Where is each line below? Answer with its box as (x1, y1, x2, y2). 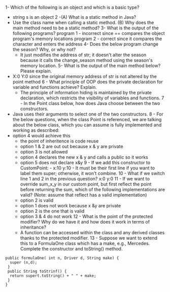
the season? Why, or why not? (12, 47, 76, 52)
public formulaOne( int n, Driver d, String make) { (5, 255, 119, 261)
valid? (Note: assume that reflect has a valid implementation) (20, 192, 147, 198)
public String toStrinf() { (7, 269, 67, 274)
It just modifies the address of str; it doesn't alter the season (20, 52, 147, 58)
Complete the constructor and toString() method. (20, 246, 123, 251)
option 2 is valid (20, 197, 54, 203)
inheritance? (20, 224, 47, 230)
